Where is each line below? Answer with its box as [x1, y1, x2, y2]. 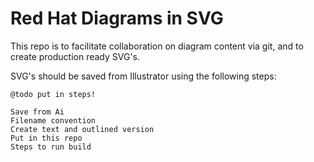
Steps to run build [10, 142, 92, 152]
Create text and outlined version [10, 124, 155, 134]
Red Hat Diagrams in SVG [10, 7, 224, 30]
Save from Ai [10, 107, 65, 117]
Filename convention [10, 115, 97, 126]
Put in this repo [10, 133, 83, 143]
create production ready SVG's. [10, 50, 141, 62]
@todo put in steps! [10, 89, 97, 99]
